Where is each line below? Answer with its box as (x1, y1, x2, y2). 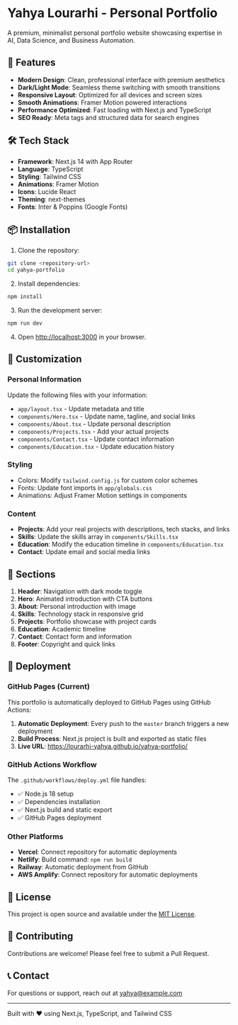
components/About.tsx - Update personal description (17, 419, 171, 428)
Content (7, 509, 37, 519)
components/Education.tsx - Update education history (17, 442, 175, 450)
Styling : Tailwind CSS (17, 172, 81, 180)
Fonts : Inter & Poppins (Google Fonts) (17, 202, 128, 211)
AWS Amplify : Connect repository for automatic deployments (17, 870, 198, 879)
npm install (7, 293, 42, 300)
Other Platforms (7, 831, 64, 841)
